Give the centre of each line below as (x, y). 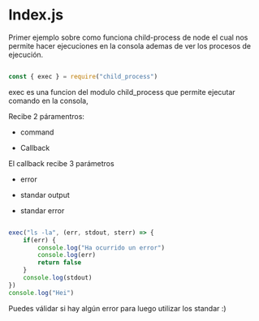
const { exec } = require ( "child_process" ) (83, 76)
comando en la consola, (48, 101)
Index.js (36, 15)
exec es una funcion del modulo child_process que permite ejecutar (122, 92)
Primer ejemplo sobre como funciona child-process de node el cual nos (128, 37)
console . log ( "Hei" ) (41, 293)
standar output (45, 195)
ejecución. (26, 54)
